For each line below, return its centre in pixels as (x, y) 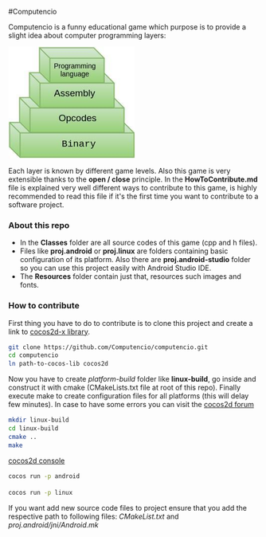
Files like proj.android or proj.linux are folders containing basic (124, 251)
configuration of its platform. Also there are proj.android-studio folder (135, 260)
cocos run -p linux (41, 493)
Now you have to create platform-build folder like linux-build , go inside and (132, 379)
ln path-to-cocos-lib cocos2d (59, 364)
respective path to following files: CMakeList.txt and (94, 516)
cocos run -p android (44, 476)
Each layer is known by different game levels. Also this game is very (119, 171)
